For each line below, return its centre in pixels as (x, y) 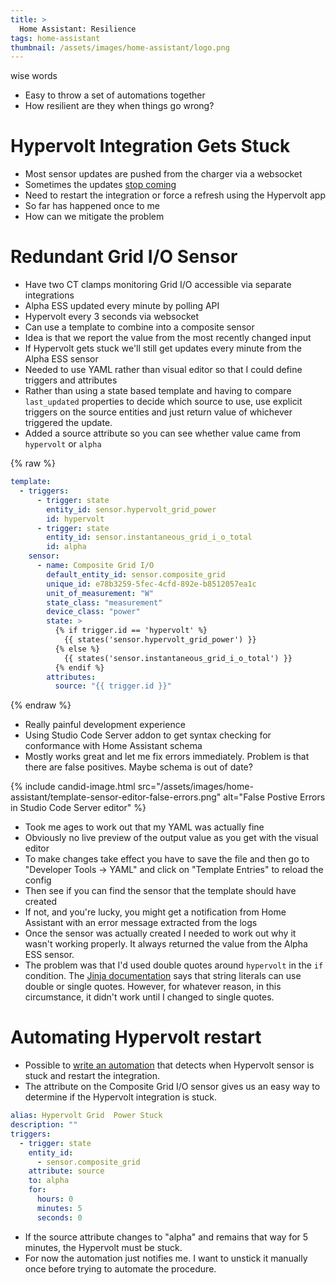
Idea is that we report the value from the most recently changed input (168, 338)
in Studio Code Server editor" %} (78, 808)
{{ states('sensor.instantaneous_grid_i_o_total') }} (178, 658)
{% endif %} (79, 667)
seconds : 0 (59, 1217)
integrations (49, 295)
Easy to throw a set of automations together (115, 95)
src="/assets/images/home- (195, 787)
